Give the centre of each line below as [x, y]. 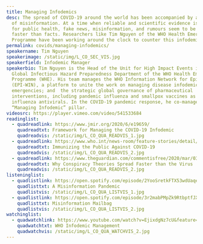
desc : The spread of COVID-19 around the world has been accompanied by [100, 18]
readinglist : [23, 119]
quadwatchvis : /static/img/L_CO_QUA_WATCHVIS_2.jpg [83, 231]
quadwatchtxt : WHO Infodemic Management [69, 226]
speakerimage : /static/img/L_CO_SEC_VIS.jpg [63, 57]
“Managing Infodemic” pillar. [50, 107]
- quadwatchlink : [34, 220]
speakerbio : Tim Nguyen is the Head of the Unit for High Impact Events [100, 68]
